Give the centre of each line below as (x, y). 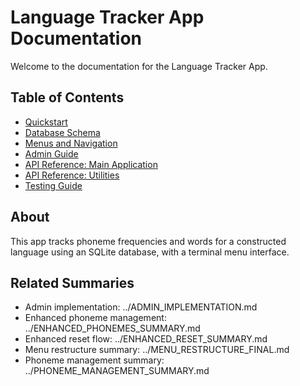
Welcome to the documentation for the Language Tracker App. (139, 66)
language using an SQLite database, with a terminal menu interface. (150, 252)
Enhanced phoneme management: (95, 318)
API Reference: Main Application (91, 164)
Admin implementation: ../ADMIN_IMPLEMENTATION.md (141, 307)
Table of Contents (67, 97)
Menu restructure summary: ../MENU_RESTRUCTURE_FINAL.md (157, 350)
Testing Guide (53, 185)
